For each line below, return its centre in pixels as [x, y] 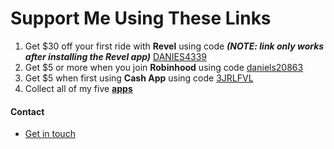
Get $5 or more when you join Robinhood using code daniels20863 [164, 67]
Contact [27, 111]
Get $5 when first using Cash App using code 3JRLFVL [139, 78]
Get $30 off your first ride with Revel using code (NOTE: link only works [174, 46]
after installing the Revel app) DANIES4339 [116, 56]
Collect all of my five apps [78, 88]
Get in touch [50, 134]
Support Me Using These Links [141, 18]
